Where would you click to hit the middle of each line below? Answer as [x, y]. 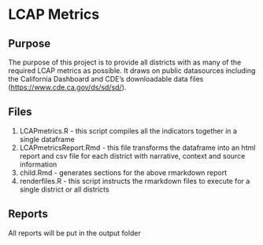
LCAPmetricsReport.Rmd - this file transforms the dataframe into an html [137, 148]
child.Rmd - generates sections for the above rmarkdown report [123, 172]
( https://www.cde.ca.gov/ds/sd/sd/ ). [67, 87]
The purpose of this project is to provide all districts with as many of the [125, 62]
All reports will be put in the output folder [75, 232]
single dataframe [47, 139]
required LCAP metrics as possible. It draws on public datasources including [132, 71]
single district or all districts [64, 189]
